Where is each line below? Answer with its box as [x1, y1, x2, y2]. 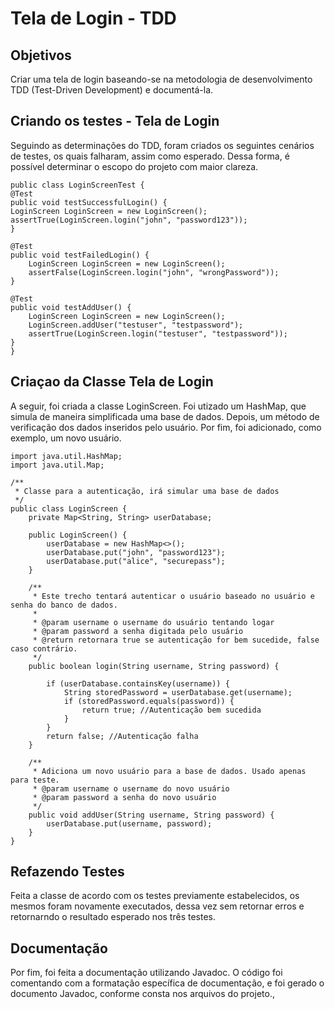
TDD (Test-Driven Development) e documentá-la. [10, 84, 214, 96]
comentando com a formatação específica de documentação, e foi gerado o [10, 977, 325, 989]
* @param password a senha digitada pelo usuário [32, 626, 244, 636]
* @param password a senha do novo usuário [32, 792, 217, 802]
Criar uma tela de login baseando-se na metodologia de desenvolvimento [10, 73, 313, 85]
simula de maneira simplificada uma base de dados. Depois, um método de [10, 410, 320, 422]
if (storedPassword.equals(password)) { [63, 696, 235, 706]
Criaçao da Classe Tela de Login [10, 373, 214, 391]
